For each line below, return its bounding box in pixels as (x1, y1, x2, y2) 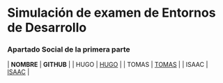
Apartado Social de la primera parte (7, 45, 130, 54)
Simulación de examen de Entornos (7, 5, 216, 21)
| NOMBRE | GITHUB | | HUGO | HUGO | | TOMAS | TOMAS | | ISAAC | (7, 61, 208, 69)
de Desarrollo (7, 20, 87, 36)
